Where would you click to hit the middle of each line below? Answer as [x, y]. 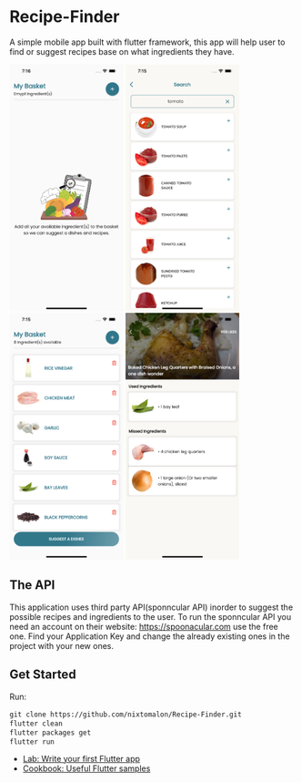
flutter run [32, 742]
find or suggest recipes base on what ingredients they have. [122, 51]
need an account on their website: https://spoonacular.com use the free [144, 626]
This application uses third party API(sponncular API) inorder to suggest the [151, 607]
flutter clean [36, 723]
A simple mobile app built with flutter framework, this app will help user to [147, 42]
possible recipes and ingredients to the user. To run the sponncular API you [151, 616]
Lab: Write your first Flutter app [81, 758]
